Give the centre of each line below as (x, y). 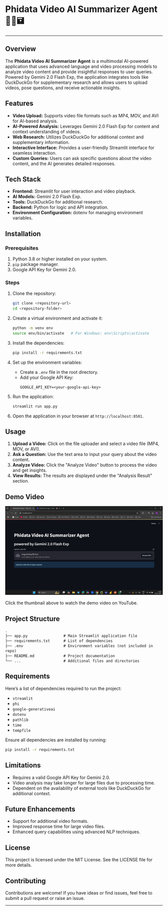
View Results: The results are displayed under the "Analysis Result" (82, 476)
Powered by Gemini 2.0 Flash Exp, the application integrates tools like (77, 77)
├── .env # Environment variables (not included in (79, 646)
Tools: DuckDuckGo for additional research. (58, 202)
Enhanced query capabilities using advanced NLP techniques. (76, 832)
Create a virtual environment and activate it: (57, 318)
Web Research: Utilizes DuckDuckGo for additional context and (78, 137)
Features (19, 104)
